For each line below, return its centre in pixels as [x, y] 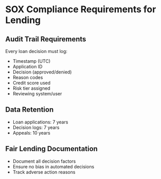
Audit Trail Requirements [46, 39]
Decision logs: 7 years [36, 127]
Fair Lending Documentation [52, 149]
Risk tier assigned [31, 88]
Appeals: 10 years [31, 133]
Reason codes [28, 77]
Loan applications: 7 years [40, 122]
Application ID [27, 67]
